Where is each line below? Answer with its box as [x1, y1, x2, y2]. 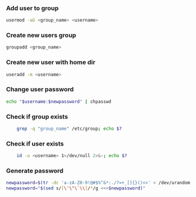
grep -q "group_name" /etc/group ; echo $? [16, 126, 122, 132]
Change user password [6, 85, 75, 94]
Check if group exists [6, 112, 69, 120]
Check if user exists [6, 139, 65, 147]
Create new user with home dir [6, 58, 96, 67]
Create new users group [6, 31, 76, 39]
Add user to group [6, 4, 59, 12]
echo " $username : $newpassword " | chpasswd [6, 98, 111, 105]
